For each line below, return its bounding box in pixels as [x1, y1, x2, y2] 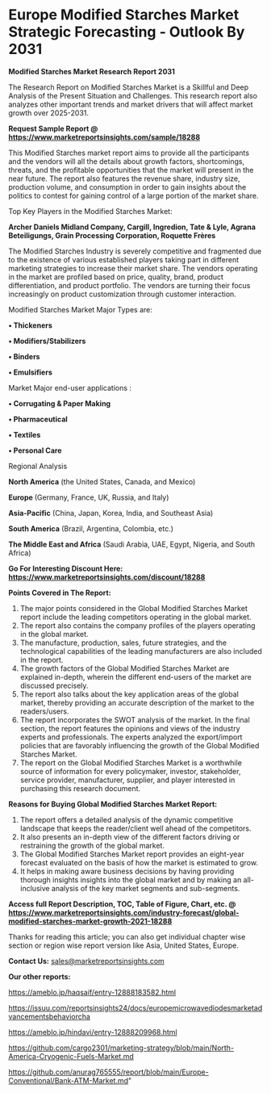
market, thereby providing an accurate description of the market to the [19, 697, 255, 707]
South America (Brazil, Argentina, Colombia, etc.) [8, 523, 174, 534]
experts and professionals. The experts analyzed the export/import [19, 732, 243, 742]
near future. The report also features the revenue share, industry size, [8, 174, 240, 183]
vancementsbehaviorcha [8, 1011, 91, 1021]
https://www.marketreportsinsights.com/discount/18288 [8, 572, 206, 582]
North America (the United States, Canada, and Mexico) [8, 476, 196, 486]
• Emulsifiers [8, 367, 52, 377]
